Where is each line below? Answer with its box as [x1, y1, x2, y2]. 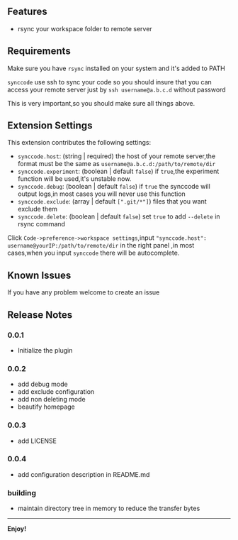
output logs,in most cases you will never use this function [17, 189, 186, 198]
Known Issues [7, 269, 72, 281]
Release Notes [7, 309, 73, 321]
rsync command [17, 220, 66, 228]
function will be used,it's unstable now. [17, 175, 132, 183]
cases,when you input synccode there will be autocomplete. [7, 248, 180, 258]
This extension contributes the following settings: [7, 138, 151, 147]
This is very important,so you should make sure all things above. [7, 99, 195, 107]
